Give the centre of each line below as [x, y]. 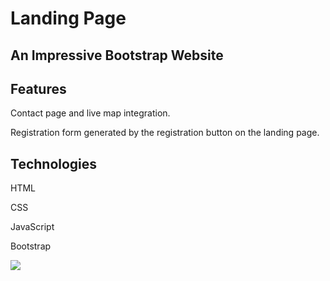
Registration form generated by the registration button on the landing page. [165, 133]
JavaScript [32, 227]
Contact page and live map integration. [90, 113]
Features [38, 88]
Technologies [54, 163]
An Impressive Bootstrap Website [117, 55]
